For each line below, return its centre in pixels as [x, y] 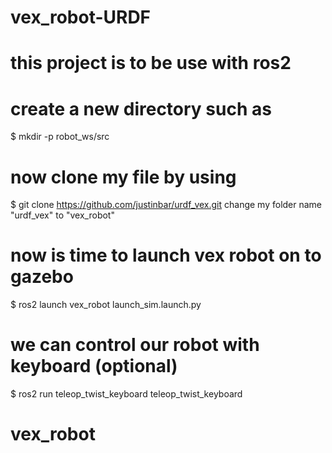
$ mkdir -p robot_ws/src [60, 137]
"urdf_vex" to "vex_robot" [62, 215]
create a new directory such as [141, 108]
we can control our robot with [135, 345]
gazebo [42, 277]
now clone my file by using [123, 177]
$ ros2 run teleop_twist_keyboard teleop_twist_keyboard [126, 394]
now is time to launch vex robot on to [166, 255]
